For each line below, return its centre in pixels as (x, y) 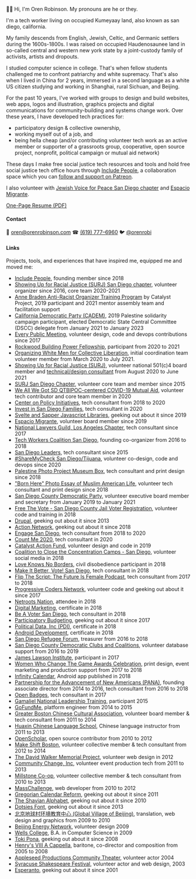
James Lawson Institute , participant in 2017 (67, 658)
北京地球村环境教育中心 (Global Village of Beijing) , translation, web (95, 814)
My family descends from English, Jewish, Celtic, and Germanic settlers (93, 38)
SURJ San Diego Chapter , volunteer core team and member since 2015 (100, 384)
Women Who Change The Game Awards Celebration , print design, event (102, 664)
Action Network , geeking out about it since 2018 (73, 527)
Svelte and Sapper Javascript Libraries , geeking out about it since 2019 (100, 415)
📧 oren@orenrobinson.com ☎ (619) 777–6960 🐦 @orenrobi (79, 232)
